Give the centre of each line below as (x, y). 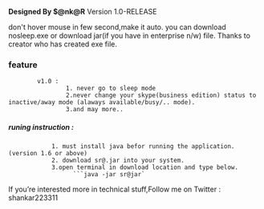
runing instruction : (41, 127)
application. (213, 147)
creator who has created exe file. (63, 44)
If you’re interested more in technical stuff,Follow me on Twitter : (115, 189)
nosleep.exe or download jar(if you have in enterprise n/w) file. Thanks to (130, 36)
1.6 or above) (64, 154)
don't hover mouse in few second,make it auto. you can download (117, 27)
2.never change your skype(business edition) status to (161, 95)
